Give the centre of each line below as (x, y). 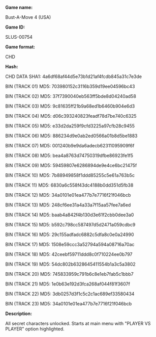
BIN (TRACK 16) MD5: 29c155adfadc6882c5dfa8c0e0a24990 (70, 235)
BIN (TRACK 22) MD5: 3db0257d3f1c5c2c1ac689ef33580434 (70, 294)
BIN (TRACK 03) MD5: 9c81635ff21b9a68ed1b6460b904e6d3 (70, 106)
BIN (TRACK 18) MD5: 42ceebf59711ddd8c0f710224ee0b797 (69, 254)
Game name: (19, 7)
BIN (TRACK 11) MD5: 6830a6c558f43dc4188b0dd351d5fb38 (69, 185)
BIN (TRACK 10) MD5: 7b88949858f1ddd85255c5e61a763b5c (70, 175)
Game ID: (15, 27)
